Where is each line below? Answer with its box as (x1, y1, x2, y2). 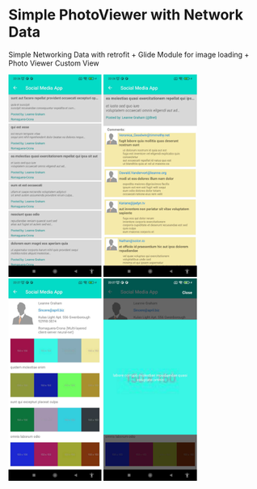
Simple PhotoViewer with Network (8, 6, 244, 24)
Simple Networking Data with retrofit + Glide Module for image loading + (8, 49, 250, 59)
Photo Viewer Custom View (8, 58, 99, 68)
